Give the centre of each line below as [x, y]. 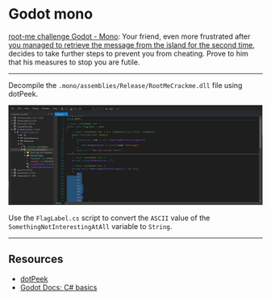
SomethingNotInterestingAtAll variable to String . [90, 226]
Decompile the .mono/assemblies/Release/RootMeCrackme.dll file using [125, 85]
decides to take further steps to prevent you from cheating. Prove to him [128, 53]
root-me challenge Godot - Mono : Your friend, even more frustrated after [129, 36]
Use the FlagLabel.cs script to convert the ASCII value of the [109, 218]
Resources [36, 259]
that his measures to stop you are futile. [74, 62]
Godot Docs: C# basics [58, 287]
